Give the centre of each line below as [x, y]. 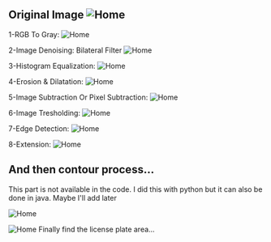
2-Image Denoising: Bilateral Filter [65, 50]
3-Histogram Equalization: [52, 66]
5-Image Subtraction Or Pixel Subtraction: [78, 97]
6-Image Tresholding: [45, 113]
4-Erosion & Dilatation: [46, 81]
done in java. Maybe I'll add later [63, 197]
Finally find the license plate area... [97, 229]
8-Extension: [30, 144]
